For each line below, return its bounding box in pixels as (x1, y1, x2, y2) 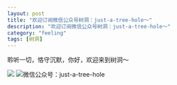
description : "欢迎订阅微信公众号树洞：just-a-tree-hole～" (7, 23, 171, 30)
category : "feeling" (7, 29, 67, 37)
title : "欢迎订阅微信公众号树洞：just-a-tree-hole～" (7, 17, 153, 23)
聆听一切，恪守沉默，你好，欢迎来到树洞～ (7, 56, 129, 64)
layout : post (7, 10, 45, 17)
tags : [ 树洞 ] (7, 36, 43, 43)
